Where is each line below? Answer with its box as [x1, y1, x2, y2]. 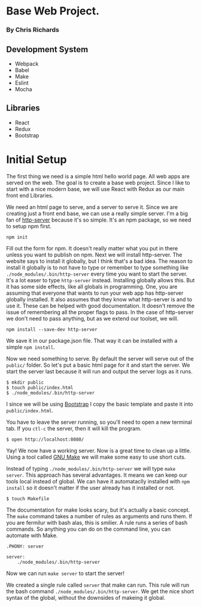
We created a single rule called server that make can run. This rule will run [6, 581, 190, 588]
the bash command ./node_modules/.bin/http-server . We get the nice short [6, 587, 194, 595]
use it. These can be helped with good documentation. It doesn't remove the [6, 302, 195, 309]
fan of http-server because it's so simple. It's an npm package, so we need [6, 216, 191, 223]
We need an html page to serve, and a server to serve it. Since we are [6, 203, 178, 211]
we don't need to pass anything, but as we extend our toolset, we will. [6, 315, 179, 322]
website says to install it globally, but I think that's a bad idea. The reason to [6, 257, 193, 265]
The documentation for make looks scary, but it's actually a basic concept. [6, 506, 190, 513]
